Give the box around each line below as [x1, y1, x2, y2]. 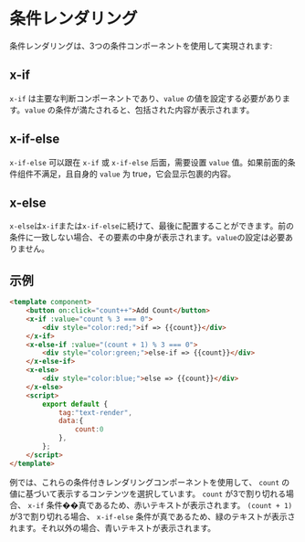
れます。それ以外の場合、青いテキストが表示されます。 [9, 522, 216, 533]
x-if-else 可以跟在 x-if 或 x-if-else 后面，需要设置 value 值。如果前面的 [9, 156, 288, 167]
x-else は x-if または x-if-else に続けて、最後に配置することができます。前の [9, 220, 294, 231]
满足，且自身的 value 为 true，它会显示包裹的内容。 [40, 168, 236, 179]
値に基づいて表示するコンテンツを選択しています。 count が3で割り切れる [9, 488, 287, 499]
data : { [58, 417, 84, 426]
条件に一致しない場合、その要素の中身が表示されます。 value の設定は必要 [9, 232, 286, 243]
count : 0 [74, 425, 104, 434]
